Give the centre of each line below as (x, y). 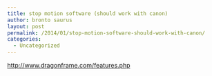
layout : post (26, 26)
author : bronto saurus (40, 20)
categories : (24, 39)
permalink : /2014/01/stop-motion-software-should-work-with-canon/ (106, 33)
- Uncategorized (37, 46)
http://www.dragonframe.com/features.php (69, 65)
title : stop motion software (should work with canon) (88, 13)
